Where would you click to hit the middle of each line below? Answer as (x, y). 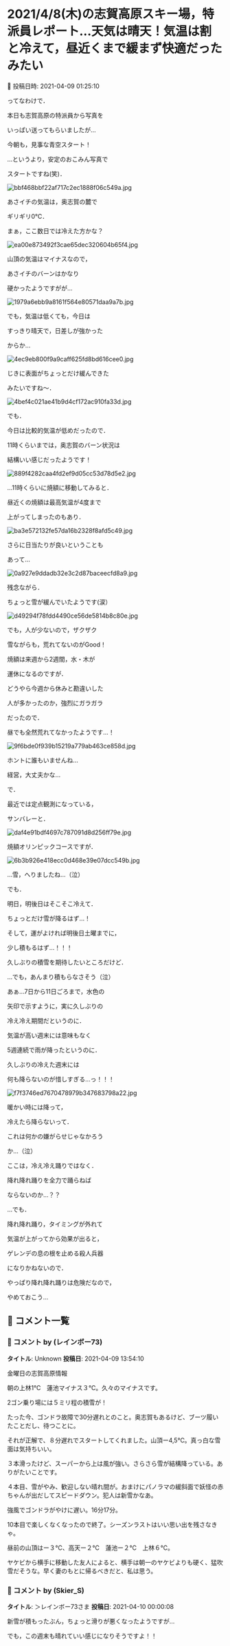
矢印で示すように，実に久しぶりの (55, 1006)
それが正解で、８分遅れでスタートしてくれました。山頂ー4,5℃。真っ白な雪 (114, 1440)
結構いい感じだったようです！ (49, 459)
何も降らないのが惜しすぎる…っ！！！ (61, 1079)
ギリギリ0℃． (28, 216)
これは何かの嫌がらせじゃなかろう (55, 1136)
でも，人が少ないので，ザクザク (52, 629)
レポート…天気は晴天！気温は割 (122, 31)
